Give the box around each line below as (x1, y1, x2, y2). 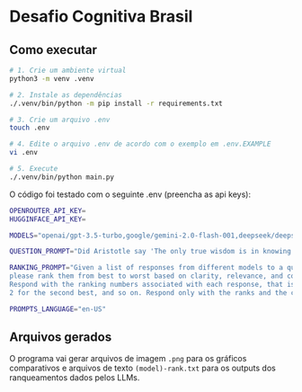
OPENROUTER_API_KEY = (9, 206, 87, 215)
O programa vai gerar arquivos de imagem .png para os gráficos (9, 353, 247, 364)
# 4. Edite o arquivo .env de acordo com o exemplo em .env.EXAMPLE (9, 139, 271, 149)
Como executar (9, 42, 97, 58)
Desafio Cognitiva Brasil (9, 6, 193, 27)
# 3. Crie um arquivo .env (9, 115, 111, 124)
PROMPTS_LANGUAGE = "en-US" (9, 304, 106, 314)
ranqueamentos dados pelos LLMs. (9, 372, 140, 383)
